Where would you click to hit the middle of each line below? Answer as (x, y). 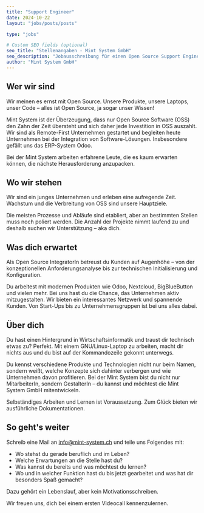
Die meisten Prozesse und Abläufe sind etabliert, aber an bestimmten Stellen (102, 216)
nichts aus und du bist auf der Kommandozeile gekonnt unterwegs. (90, 352)
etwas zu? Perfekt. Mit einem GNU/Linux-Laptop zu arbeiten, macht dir (95, 346)
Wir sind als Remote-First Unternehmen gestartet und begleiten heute (93, 132)
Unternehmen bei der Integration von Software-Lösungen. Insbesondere (97, 139)
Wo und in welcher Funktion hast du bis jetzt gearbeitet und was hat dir (104, 473)
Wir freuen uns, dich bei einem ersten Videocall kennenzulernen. (87, 503)
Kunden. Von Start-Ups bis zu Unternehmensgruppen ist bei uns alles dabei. (102, 306)
